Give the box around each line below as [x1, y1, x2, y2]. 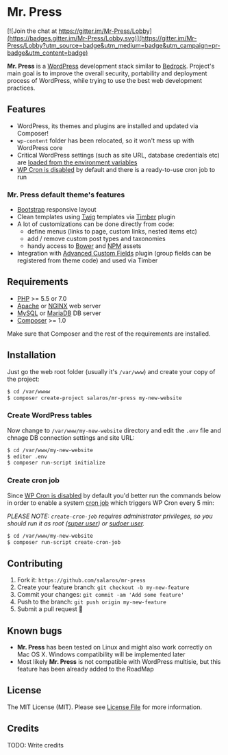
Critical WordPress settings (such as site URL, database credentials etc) [16, 151, 220, 159]
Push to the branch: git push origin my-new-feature [16, 597, 166, 606]
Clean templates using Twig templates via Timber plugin [16, 213, 176, 221]
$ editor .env [7, 453, 48, 460]
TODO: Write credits [7, 741, 64, 749]
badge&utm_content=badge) [7, 49, 88, 57]
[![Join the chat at [7, 27, 58, 35]
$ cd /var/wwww [7, 388, 51, 395]
